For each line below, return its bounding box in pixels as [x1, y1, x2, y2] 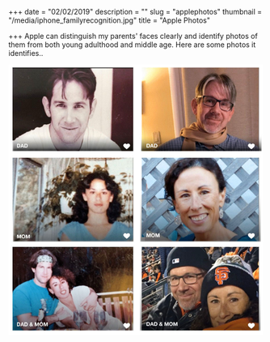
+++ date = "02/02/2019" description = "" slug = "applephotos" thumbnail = [8, 7, 263, 16]
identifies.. [8, 49, 44, 58]
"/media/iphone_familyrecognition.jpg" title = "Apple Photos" [8, 15, 210, 25]
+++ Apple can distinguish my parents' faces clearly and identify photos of [8, 32, 259, 41]
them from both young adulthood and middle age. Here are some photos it [8, 40, 256, 49]
